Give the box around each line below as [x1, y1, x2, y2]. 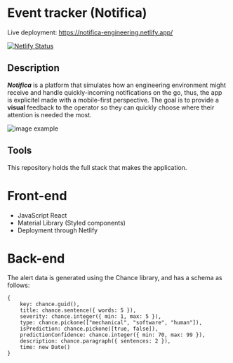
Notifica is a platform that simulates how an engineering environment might [7, 81, 227, 89]
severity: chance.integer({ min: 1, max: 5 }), [20, 313, 161, 320]
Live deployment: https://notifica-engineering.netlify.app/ [7, 28, 173, 37]
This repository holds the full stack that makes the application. [7, 163, 187, 171]
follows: [7, 281, 30, 289]
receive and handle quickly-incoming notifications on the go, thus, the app [7, 88, 222, 96]
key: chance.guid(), [20, 301, 80, 308]
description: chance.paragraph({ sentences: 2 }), [20, 338, 171, 345]
